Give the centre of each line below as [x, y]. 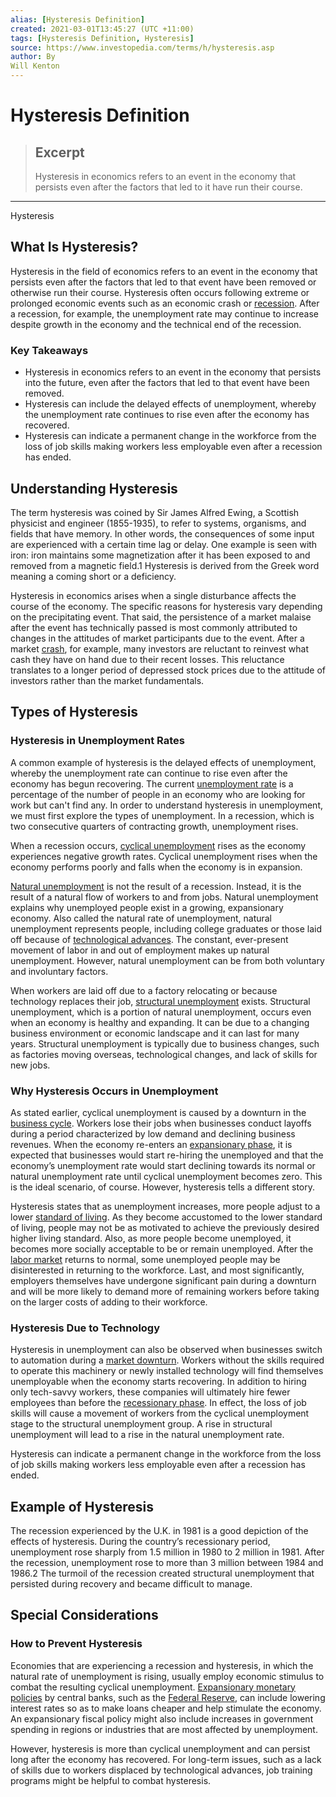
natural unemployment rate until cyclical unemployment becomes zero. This [166, 1176]
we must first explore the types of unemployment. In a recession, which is [162, 815]
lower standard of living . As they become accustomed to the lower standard [166, 1217]
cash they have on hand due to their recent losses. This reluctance [147, 659]
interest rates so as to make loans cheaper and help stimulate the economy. [166, 1708]
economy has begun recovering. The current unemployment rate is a [152, 783]
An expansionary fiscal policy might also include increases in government [162, 1718]
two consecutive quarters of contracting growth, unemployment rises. [154, 826]
